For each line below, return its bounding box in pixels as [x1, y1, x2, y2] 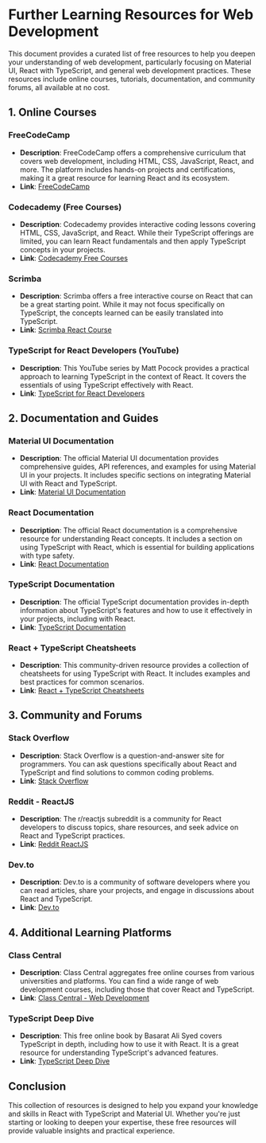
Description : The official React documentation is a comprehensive [19, 525, 238, 535]
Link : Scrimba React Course [19, 325, 113, 335]
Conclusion [8, 1079, 67, 1093]
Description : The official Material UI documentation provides [19, 454, 219, 463]
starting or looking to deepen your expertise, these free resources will [8, 1118, 237, 1127]
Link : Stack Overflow [19, 776, 89, 786]
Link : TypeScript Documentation [19, 622, 126, 632]
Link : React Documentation [19, 559, 110, 568]
